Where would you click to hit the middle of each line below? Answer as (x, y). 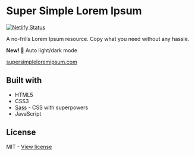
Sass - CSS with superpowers (51, 107)
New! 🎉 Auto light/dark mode (42, 50)
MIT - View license (29, 147)
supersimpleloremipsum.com (42, 62)
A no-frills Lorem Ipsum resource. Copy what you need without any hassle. (98, 39)
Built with (24, 80)
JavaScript (28, 113)
